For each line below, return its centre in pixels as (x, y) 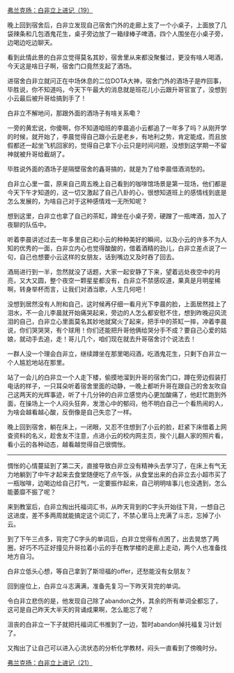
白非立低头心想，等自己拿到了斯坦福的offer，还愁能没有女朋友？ (100, 571)
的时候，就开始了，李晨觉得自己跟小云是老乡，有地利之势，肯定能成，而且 (114, 137)
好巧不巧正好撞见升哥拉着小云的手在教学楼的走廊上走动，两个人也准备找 (123, 547)
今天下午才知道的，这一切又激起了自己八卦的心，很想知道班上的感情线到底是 (117, 192)
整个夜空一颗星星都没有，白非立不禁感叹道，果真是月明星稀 (135, 280)
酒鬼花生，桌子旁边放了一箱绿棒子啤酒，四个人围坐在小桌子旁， (135, 34)
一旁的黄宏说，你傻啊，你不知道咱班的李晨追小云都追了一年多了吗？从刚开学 (117, 128)
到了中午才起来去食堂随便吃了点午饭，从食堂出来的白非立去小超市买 (123, 474)
